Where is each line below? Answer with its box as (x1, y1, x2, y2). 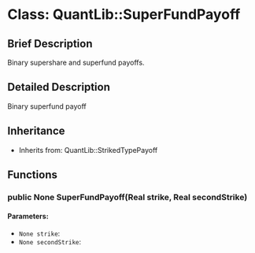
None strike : (18, 229, 61, 238)
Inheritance (7, 125, 65, 138)
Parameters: (7, 211, 49, 221)
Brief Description (7, 37, 93, 50)
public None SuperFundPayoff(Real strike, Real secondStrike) (7, 192, 248, 203)
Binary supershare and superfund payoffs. (7, 58, 145, 67)
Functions (7, 168, 58, 182)
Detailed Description (7, 80, 111, 94)
